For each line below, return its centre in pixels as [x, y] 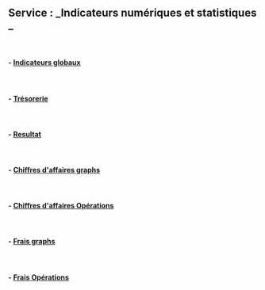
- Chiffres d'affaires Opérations [61, 206]
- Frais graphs [32, 242]
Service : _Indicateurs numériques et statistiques [132, 13]
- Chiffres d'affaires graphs [54, 170]
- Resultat [25, 134]
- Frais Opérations [39, 277]
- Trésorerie [29, 98]
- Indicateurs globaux [44, 63]
